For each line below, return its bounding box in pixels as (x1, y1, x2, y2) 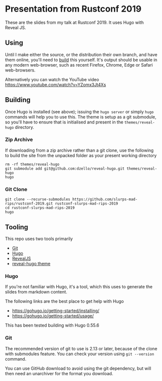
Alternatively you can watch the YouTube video (5, 76, 99, 82)
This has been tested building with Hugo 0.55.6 (5, 322, 99, 329)
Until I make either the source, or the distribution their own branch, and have (5, 52, 158, 57)
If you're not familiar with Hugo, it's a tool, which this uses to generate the (5, 284, 153, 290)
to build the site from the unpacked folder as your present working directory (5, 152, 157, 158)
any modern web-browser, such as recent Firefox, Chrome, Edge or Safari (5, 62, 153, 68)
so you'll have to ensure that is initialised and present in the (5, 119, 124, 125)
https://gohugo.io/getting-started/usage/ (12, 313, 94, 319)
